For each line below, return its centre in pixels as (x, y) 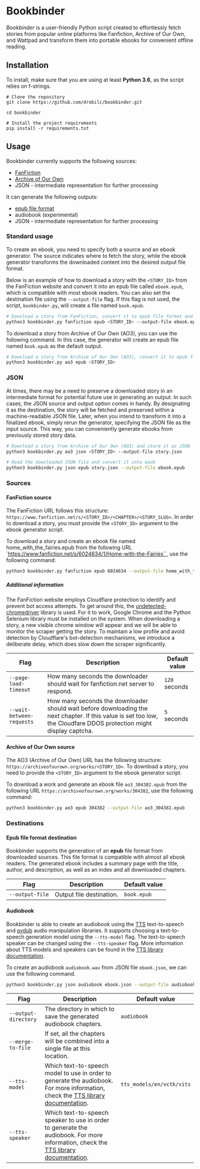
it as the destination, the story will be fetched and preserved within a (90, 409)
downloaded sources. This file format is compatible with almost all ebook (96, 857)
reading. (16, 47)
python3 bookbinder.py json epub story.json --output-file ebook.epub (96, 468)
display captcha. (70, 731)
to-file (20, 1048)
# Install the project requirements (51, 123)
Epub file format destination (42, 837)
